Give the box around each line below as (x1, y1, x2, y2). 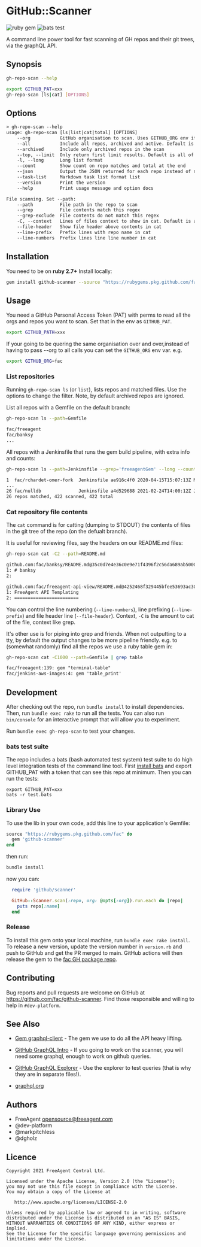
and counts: (6, 454, 36, 462)
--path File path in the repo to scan (17, 202, 138, 208)
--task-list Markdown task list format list (17, 174, 141, 180)
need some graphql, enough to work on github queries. (14, 1052, 151, 1060)
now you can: (6, 875, 40, 882)
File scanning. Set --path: (6, 196, 77, 202)
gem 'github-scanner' (11, 836, 66, 842)
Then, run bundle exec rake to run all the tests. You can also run (6, 709, 165, 717)
